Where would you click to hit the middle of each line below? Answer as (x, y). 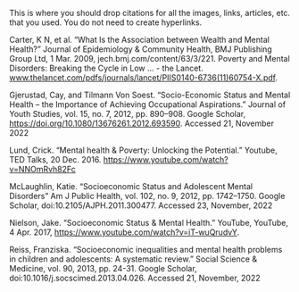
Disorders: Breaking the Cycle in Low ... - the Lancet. (106, 68)
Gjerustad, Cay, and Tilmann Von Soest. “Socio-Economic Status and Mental (150, 95)
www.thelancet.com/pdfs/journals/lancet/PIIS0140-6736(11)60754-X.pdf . (144, 78)
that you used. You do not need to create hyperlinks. (106, 22)
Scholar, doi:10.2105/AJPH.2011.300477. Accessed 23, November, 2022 (141, 205)
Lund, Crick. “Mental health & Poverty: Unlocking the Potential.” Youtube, (144, 150)
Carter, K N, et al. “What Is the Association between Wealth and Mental (140, 40)
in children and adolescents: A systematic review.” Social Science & (133, 259)
